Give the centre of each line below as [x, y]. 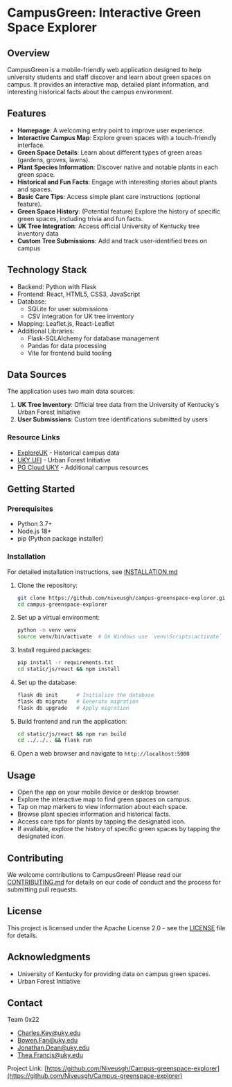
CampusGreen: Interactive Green [104, 13]
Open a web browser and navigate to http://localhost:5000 [104, 754]
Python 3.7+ [35, 524]
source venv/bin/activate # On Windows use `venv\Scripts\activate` [120, 637]
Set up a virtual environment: [59, 618]
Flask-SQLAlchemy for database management [93, 338]
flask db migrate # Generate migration [78, 702]
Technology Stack [47, 270]
